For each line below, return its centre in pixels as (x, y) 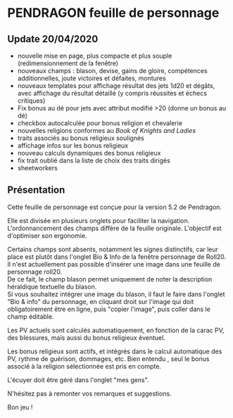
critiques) (31, 101)
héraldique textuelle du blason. (52, 286)
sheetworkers (37, 168)
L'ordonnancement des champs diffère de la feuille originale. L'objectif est (114, 228)
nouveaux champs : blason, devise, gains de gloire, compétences (112, 71)
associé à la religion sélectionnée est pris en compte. (84, 366)
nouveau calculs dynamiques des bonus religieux (89, 153)
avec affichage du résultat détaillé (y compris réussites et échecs (112, 93)
